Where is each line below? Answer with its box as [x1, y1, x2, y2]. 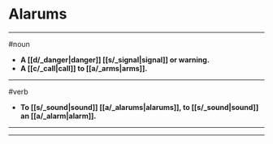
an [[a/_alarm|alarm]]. [19, 111, 97, 121]
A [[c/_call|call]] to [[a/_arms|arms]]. [19, 63, 148, 73]
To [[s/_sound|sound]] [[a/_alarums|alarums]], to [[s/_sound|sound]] [19, 102, 259, 112]
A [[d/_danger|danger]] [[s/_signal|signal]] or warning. [19, 54, 210, 65]
